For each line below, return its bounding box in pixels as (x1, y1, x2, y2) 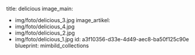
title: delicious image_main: (6, 5, 73, 12)
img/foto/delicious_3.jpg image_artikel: (14, 17, 110, 23)
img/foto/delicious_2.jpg (14, 29, 75, 36)
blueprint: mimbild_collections (14, 42, 89, 49)
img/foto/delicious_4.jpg (14, 23, 75, 30)
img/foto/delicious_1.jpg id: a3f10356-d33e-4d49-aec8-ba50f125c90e (14, 36, 189, 42)
